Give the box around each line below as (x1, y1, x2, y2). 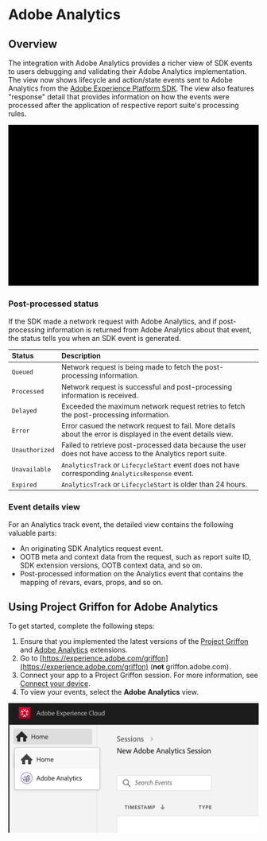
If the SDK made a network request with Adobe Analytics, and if (8, 316, 217, 326)
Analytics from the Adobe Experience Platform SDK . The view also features (8, 83, 254, 93)
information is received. (60, 390, 139, 400)
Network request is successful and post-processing (60, 382, 233, 391)
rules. (8, 109, 27, 118)
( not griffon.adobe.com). (149, 662, 232, 672)
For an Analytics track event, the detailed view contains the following (8, 519, 234, 529)
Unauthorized (11, 446, 55, 454)
